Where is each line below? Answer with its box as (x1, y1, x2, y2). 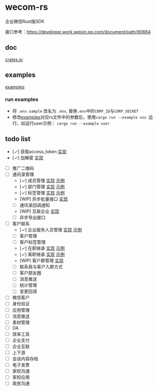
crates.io (5, 56, 23, 63)
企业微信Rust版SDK (5, 18, 45, 24)
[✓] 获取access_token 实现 (12, 148, 67, 154)
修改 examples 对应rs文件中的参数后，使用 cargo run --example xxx (12, 114, 147, 120)
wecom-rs (5, 1, 48, 13)
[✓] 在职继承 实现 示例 (19, 245, 65, 251)
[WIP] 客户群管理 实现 (19, 258, 64, 263)
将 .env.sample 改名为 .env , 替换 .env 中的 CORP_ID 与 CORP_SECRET (12, 108, 139, 114)
